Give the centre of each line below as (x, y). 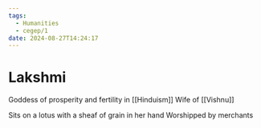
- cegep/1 (32, 30)
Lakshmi (37, 78)
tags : (17, 16)
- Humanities (37, 23)
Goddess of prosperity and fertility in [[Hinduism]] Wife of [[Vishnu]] (121, 100)
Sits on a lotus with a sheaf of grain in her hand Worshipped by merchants (131, 115)
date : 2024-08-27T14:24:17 (53, 38)
